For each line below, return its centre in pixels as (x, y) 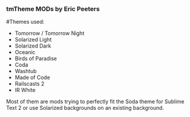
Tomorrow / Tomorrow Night (50, 33)
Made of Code (32, 78)
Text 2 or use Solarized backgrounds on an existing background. (85, 108)
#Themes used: (25, 22)
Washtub (26, 71)
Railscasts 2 (29, 84)
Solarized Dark (33, 46)
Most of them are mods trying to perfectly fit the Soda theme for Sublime (95, 102)
